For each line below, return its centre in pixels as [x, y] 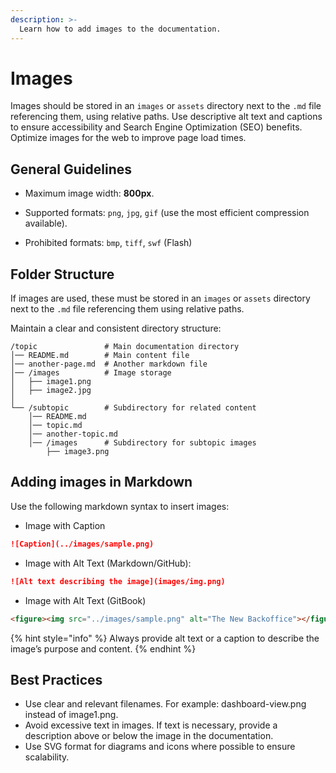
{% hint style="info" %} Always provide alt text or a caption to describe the [165, 638]
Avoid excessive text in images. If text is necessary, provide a [151, 725]
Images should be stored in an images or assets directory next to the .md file [166, 106]
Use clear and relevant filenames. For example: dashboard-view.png [165, 704]
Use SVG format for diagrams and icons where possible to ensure [160, 747]
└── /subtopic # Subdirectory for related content [133, 408]
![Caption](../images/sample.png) [82, 544]
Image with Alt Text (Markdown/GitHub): [108, 563]
